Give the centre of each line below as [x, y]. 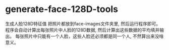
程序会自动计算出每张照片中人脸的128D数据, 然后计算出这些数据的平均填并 [82, 30]
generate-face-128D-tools [62, 9]
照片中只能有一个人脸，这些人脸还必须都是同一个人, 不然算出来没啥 [94, 36]
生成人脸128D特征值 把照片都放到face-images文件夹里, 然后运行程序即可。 [83, 23]
